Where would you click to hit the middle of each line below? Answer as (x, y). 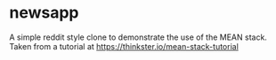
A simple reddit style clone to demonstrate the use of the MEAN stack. (138, 37)
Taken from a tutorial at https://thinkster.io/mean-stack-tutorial (124, 46)
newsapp (44, 13)
